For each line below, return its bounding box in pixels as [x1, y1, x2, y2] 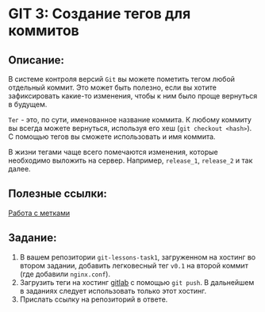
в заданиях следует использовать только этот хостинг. [19, 286, 207, 295]
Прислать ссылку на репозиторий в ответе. [19, 295, 168, 304]
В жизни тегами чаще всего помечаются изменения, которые [8, 148, 218, 156]
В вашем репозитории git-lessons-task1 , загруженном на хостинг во [19, 252, 256, 262]
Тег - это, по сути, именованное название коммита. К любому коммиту [8, 115, 252, 124]
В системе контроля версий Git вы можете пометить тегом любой [8, 75, 236, 83]
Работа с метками [8, 208, 70, 218]
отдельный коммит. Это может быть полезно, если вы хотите [8, 83, 217, 92]
